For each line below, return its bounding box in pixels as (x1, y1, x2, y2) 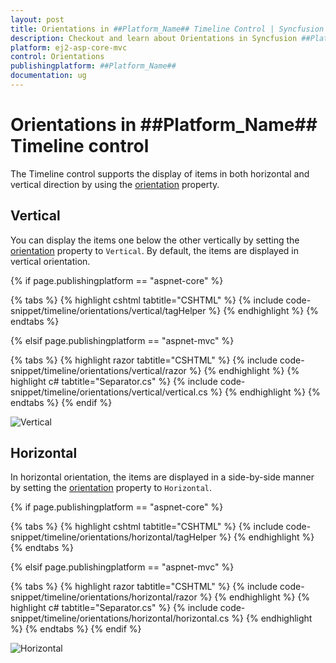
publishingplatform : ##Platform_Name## (10, 61, 177, 71)
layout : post (10, 14, 65, 25)
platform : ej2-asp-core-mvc (10, 42, 128, 53)
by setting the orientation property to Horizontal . (10, 482, 212, 494)
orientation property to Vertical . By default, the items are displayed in (10, 244, 300, 256)
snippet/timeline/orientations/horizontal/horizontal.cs (10, 612, 230, 625)
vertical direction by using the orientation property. (10, 178, 220, 190)
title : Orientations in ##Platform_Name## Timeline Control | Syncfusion (10, 24, 325, 34)
